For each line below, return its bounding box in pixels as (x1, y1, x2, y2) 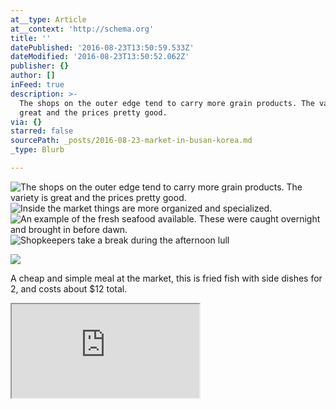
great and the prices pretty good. (19, 107, 168, 118)
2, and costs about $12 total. (10, 282, 128, 295)
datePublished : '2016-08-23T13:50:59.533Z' (10, 42, 195, 53)
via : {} (10, 117, 43, 127)
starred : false (10, 126, 74, 136)
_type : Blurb (10, 145, 65, 155)
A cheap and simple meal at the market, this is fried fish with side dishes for (10, 272, 323, 284)
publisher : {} (10, 61, 70, 71)
